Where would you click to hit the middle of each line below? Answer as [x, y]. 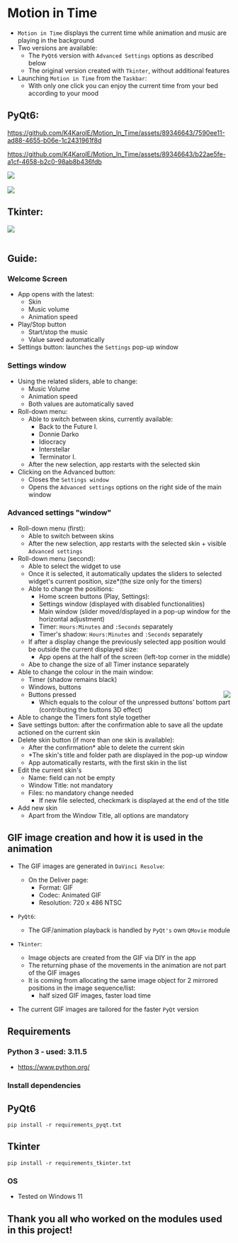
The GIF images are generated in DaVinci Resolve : [91, 866]
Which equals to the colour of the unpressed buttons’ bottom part [135, 702]
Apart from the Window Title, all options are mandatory [108, 815]
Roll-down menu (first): [51, 528]
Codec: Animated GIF [70, 895]
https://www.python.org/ [53, 1067]
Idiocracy [52, 442]
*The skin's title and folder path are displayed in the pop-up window [128, 754]
